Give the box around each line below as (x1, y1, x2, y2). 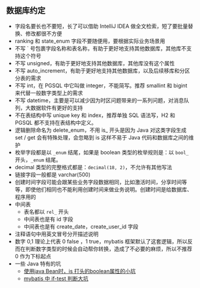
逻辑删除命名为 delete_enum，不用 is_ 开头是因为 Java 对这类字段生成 (14, 126, 187, 134)
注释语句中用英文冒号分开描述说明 (14, 230, 99, 238)
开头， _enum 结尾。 (14, 156, 61, 163)
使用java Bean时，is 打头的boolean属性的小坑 (23, 267, 136, 274)
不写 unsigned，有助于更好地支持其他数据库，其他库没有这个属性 (14, 59, 175, 67)
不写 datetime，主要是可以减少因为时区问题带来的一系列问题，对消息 (14, 97, 185, 104)
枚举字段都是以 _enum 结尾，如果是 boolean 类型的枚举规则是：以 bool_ (14, 148, 189, 156)
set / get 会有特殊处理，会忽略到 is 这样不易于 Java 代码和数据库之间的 (14, 134, 189, 141)
